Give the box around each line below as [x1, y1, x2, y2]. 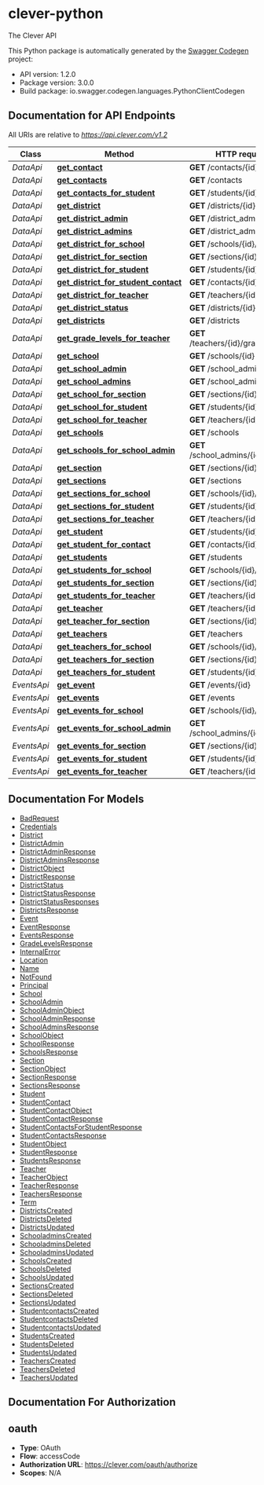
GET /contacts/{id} [189, 162, 258, 173]
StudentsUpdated [19, 1347, 77, 1357]
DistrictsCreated [19, 1205, 73, 1215]
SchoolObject [19, 1030, 64, 1039]
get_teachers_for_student [57, 666, 156, 677]
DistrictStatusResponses [19, 896, 100, 906]
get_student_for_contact [57, 539, 151, 550]
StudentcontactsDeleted [19, 1314, 99, 1324]
